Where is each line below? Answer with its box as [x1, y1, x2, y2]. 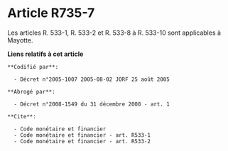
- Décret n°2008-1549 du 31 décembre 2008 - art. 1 [13, 101, 170, 108]
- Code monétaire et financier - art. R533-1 [13, 131, 151, 139]
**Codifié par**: [7, 63, 59, 70]
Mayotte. [7, 35, 33, 44]
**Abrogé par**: [7, 88, 55, 95]
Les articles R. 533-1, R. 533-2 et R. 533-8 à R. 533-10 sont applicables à [7, 28, 222, 37]
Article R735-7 [7, 5, 95, 21]
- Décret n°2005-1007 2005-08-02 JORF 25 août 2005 [13, 76, 170, 83]
